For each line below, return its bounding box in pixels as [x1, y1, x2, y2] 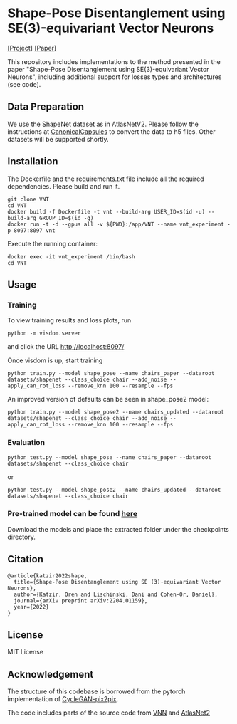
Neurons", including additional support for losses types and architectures [7, 73, 222, 81]
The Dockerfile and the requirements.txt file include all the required [7, 174, 204, 183]
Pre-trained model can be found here [7, 509, 138, 519]
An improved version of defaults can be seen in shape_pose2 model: [7, 395, 209, 404]
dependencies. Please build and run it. [7, 182, 120, 190]
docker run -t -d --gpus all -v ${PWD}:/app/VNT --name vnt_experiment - [7, 221, 231, 228]
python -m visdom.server [7, 330, 81, 337]
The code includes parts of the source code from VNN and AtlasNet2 [7, 708, 211, 717]
